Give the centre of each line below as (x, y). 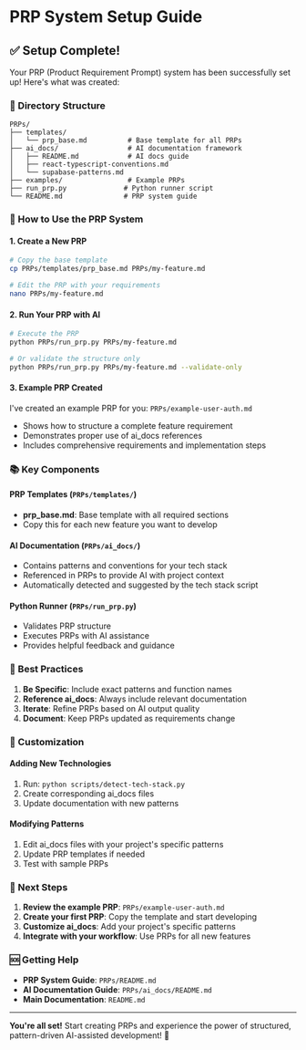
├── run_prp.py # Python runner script (112, 189)
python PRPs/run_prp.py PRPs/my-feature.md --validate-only (126, 367)
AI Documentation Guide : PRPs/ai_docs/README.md (117, 989)
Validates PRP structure (67, 626)
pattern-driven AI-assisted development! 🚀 (90, 1035)
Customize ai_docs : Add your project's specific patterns (129, 927)
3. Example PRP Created (56, 388)
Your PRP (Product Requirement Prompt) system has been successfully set (150, 72)
